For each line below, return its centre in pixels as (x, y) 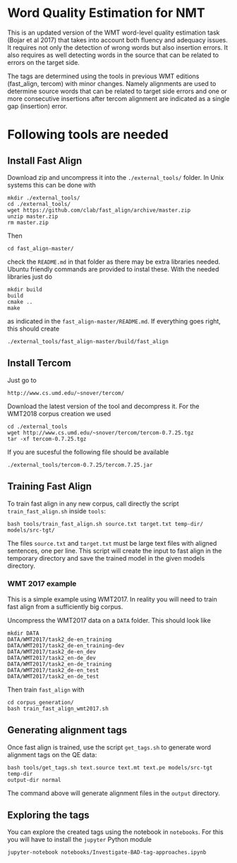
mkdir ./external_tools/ (44, 198)
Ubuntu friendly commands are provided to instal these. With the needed (113, 269)
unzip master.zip (33, 216)
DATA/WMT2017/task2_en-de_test (53, 676)
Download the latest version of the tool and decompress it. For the (103, 406)
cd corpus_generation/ (41, 702)
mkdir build (25, 289)
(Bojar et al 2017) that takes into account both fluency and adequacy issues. (117, 39)
